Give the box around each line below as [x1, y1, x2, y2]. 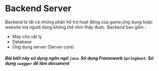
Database [12, 38, 32, 44]
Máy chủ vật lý [12, 34, 42, 39]
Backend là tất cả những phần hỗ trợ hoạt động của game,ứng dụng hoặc [5, 19, 153, 25]
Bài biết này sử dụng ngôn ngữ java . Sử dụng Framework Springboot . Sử [5, 55, 154, 61]
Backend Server [5, 3, 72, 14]
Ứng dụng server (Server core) [12, 44, 74, 50]
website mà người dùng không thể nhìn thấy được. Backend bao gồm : [5, 24, 146, 30]
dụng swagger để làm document [5, 60, 70, 66]
